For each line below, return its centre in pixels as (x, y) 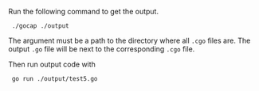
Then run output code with (52, 64)
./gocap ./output (40, 26)
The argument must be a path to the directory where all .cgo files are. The (129, 40)
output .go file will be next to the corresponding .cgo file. (102, 49)
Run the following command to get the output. (84, 11)
